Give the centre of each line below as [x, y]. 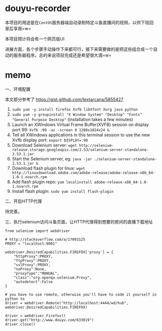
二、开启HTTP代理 [23, 201]
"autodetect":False [33, 282]
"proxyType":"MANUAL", [37, 273]
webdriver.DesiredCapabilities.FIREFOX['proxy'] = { [59, 252]
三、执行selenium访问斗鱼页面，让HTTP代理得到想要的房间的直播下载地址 [79, 221]
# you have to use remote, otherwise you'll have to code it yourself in [81, 294]
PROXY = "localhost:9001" [31, 244]
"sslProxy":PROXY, [32, 265]
